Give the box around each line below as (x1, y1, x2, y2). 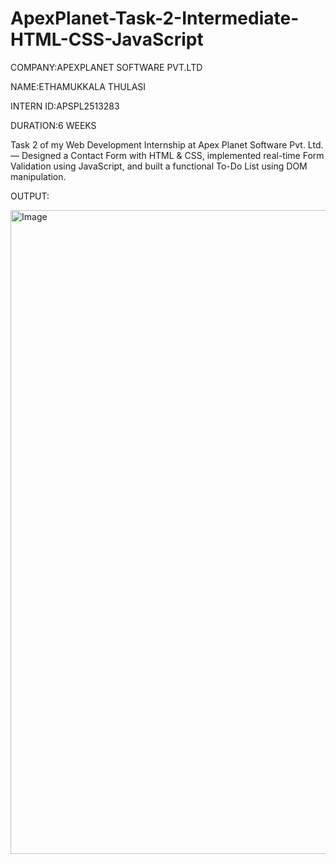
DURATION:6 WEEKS (10, 119, 97, 131)
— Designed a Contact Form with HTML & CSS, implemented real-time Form (10, 149, 325, 161)
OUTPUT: (10, 190, 50, 202)
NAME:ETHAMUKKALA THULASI (10, 80, 147, 92)
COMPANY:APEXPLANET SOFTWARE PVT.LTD (10, 61, 203, 73)
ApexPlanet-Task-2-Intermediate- (10, 7, 300, 30)
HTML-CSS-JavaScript (10, 28, 204, 51)
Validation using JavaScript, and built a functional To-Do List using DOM (10, 160, 308, 172)
